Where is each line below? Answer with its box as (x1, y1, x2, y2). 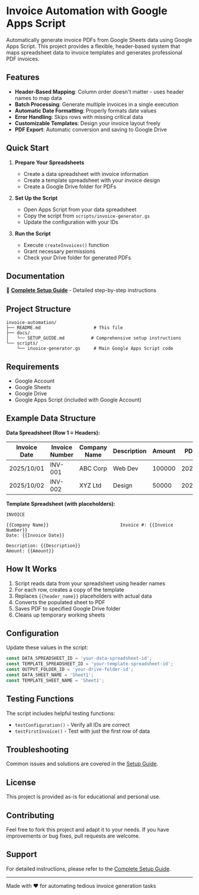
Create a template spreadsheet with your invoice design (23, 177, 161, 184)
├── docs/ (6, 330, 31, 336)
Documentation (6, 271, 65, 281)
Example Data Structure (6, 413, 96, 424)
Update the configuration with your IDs (23, 218, 118, 226)
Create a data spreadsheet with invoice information (23, 170, 149, 177)
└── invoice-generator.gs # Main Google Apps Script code (17, 345, 174, 352)
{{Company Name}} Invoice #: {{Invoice (6, 522, 174, 528)
